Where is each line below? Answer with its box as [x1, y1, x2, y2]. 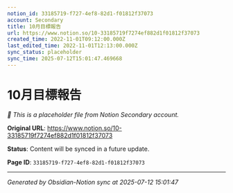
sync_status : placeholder [7, 49, 82, 56]
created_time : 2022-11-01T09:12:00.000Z [7, 36, 126, 43]
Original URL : [7, 124, 46, 132]
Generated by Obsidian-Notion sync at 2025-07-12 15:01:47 [7, 178, 179, 186]
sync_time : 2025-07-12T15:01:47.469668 [7, 55, 123, 62]
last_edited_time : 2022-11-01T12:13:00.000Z [7, 42, 138, 49]
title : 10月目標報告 [7, 23, 61, 30]
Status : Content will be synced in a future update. [7, 145, 150, 153]
